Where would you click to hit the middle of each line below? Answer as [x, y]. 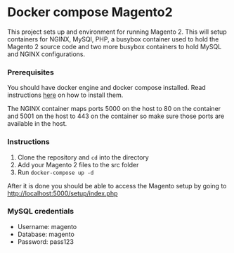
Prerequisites [31, 72]
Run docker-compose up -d [56, 172]
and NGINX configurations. [46, 54]
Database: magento [46, 234]
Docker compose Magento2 [90, 12]
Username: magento [47, 226]
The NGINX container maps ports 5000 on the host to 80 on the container [114, 109]
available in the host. [37, 124]
